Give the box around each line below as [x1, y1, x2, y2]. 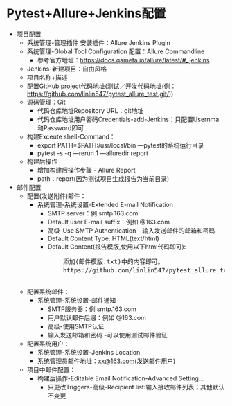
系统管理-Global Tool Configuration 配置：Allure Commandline [26, 47, 205, 55]
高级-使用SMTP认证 [47, 322, 105, 330]
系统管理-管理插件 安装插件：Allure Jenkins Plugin [26, 38, 170, 46]
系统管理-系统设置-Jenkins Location [37, 348, 141, 356]
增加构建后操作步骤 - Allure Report [37, 166, 136, 174]
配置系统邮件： [26, 288, 70, 296]
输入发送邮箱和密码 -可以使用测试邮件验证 [47, 330, 168, 339]
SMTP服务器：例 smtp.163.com [47, 305, 136, 313]
